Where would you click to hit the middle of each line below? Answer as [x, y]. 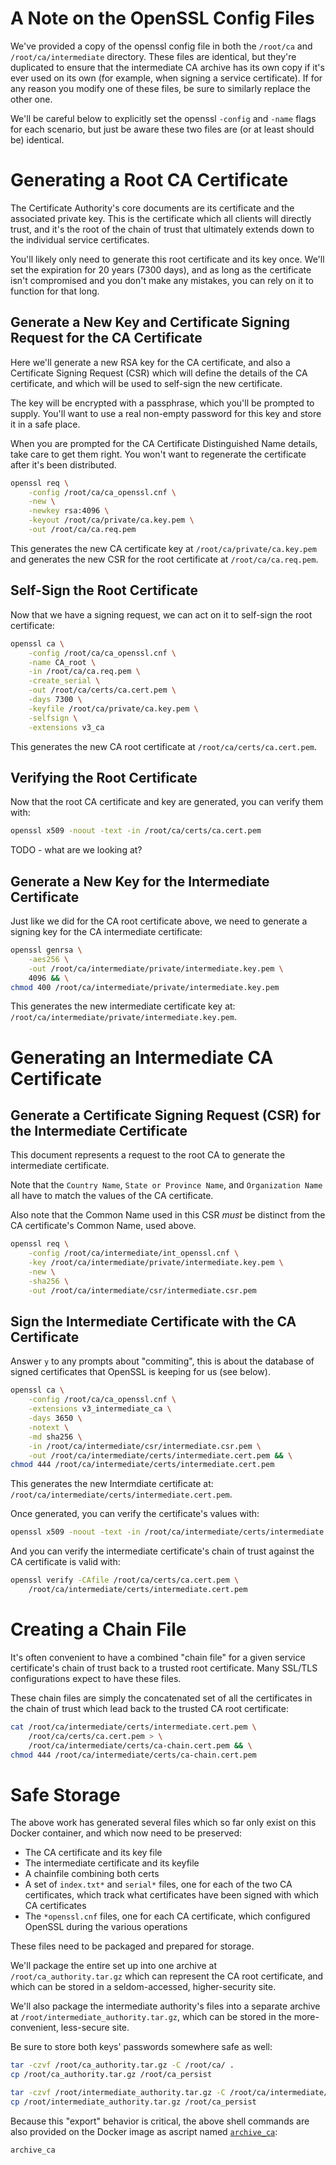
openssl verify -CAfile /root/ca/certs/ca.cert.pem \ [125, 1580]
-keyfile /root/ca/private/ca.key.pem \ [113, 708]
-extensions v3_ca [66, 727]
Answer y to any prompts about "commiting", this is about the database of [162, 1361]
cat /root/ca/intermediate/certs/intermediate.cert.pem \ [133, 1727]
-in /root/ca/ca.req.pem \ [84, 672]
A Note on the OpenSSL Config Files [162, 18]
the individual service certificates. [80, 239]
